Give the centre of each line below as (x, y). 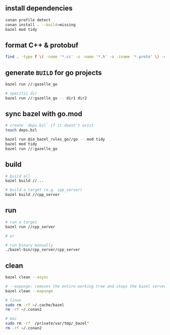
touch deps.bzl (21, 130)
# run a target (21, 222)
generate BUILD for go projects (54, 73)
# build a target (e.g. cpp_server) (44, 190)
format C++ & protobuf (42, 45)
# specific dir (21, 93)
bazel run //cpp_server (30, 227)
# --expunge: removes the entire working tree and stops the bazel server (86, 286)
